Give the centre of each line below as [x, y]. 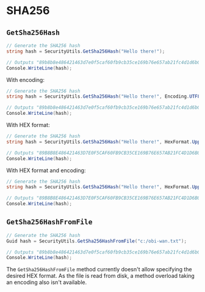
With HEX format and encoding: [46, 170]
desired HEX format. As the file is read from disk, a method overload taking [101, 276]
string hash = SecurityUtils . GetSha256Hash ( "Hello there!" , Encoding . [98, 97]
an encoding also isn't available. [47, 282]
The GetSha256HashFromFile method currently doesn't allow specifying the [99, 269]
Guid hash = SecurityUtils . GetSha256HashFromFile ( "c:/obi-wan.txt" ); [97, 241]
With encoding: [25, 79]
